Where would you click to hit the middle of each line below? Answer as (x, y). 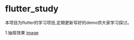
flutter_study (32, 9)
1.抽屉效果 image (22, 32)
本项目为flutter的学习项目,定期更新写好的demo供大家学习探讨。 (68, 22)
